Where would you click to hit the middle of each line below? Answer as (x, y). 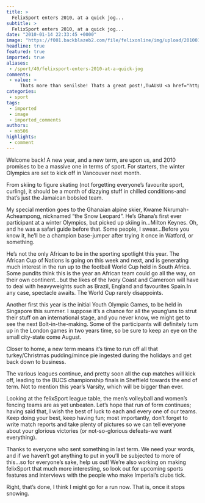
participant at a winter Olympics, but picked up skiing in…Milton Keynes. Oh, (102, 222)
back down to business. (36, 361)
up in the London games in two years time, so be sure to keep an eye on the (102, 330)
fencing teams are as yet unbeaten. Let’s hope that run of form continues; (99, 405)
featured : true (26, 52)
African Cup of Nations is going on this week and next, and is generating (98, 260)
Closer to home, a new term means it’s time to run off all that (82, 349)
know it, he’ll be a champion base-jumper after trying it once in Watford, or (100, 235)
